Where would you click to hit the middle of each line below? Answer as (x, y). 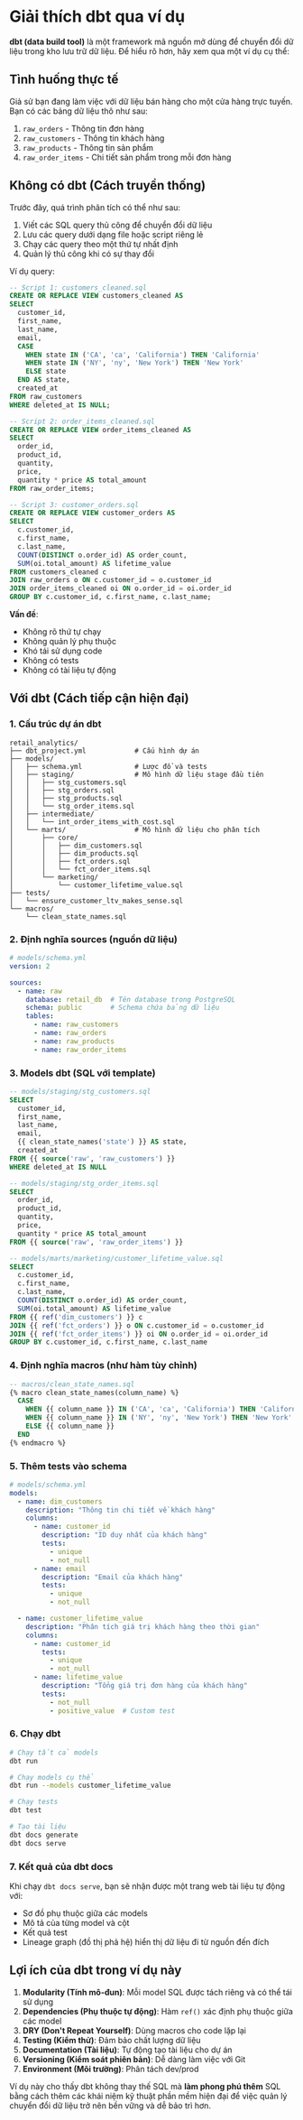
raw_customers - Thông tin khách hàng (93, 138)
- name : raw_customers (76, 1025)
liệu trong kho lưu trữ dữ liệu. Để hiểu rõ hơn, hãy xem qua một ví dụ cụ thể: (150, 51)
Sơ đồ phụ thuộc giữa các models (85, 1913)
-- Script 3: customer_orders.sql (74, 505)
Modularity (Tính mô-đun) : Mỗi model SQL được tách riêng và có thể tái (157, 1992)
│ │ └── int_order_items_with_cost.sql (92, 822)
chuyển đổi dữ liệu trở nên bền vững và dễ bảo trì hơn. (110, 2106)
